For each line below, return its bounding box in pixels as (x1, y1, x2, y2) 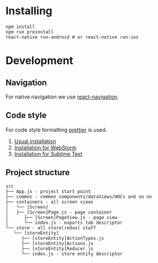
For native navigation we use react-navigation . (5, 93, 119, 100)
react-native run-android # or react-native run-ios (5, 34, 139, 40)
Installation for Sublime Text (14, 150, 83, 157)
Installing (5, 4, 53, 18)
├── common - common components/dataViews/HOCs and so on (5, 194, 152, 199)
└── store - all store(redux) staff (5, 224, 96, 231)
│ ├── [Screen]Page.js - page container (5, 209, 112, 215)
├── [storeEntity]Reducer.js (21, 245, 94, 252)
